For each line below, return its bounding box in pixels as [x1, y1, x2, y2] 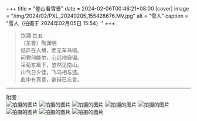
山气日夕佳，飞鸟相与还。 [20, 69, 83, 75]
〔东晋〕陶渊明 [20, 40, 57, 46]
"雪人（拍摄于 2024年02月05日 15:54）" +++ [6, 20, 116, 26]
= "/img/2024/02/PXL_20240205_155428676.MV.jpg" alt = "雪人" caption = [6, 12, 189, 19]
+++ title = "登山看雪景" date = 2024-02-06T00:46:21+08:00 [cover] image [6, 5, 189, 12]
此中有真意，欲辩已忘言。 [20, 76, 83, 83]
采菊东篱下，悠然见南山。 [20, 61, 83, 68]
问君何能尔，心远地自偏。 [20, 54, 83, 61]
